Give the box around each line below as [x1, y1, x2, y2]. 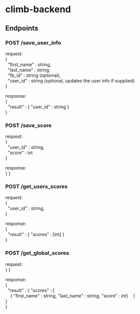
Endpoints [5, 24, 39, 33]
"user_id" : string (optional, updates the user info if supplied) [7, 77, 135, 83]
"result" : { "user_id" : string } [7, 103, 70, 110]
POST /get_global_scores [5, 249, 70, 256]
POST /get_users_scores [5, 183, 68, 190]
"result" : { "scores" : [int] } [7, 232, 65, 238]
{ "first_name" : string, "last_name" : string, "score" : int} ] [10, 293, 135, 299]
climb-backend [5, 4, 71, 15]
